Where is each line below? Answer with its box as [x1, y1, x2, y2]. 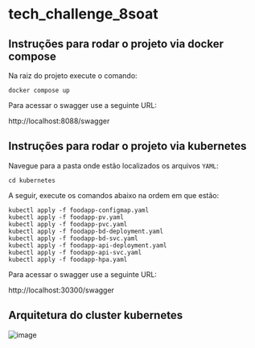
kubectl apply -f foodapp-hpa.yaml [8, 255, 128, 263]
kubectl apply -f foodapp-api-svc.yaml [8, 248, 142, 256]
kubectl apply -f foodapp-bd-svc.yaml [8, 234, 138, 242]
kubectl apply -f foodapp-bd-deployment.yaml [8, 227, 163, 235]
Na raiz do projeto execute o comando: [8, 71, 138, 81]
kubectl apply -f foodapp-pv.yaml [8, 213, 125, 222]
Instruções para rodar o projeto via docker [8, 37, 224, 51]
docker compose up [8, 86, 70, 94]
